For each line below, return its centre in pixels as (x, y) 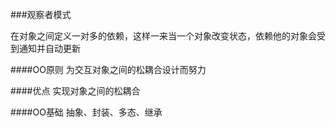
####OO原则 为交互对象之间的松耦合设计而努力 (108, 69)
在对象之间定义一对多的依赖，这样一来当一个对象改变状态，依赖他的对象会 (163, 36)
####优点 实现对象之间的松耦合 (75, 91)
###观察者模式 (41, 14)
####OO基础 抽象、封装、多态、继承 (86, 112)
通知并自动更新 (49, 48)
